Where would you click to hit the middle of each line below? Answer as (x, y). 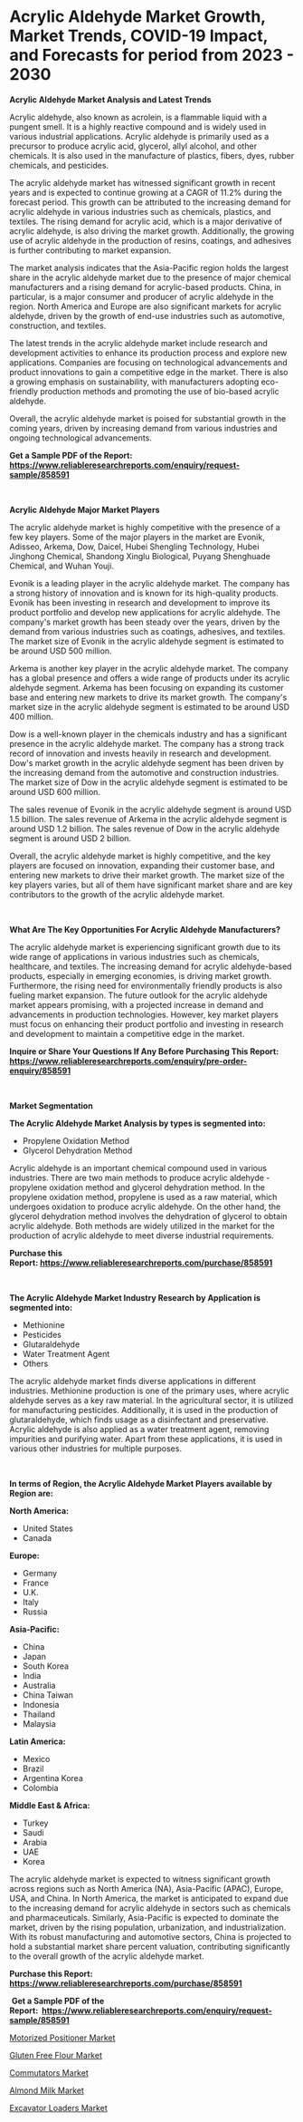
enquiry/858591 (40, 1071)
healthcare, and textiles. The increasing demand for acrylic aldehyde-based (151, 966)
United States (48, 1528)
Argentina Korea (52, 1778)
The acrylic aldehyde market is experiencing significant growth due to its (145, 947)
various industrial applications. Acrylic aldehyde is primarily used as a (139, 136)
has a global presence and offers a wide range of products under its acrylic (150, 678)
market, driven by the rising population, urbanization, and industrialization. (148, 1927)
